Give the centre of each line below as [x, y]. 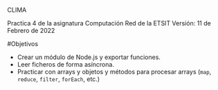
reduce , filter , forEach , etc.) [58, 79]
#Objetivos [23, 44]
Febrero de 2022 [31, 31]
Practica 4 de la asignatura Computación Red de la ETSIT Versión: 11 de [109, 23]
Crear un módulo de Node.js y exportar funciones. [89, 57]
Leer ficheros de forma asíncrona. [65, 64]
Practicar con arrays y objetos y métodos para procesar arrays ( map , [114, 72]
